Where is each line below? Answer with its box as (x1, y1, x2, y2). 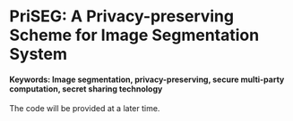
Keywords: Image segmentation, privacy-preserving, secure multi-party (9, 74, 285, 85)
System (9, 44, 68, 64)
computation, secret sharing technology (9, 83, 163, 94)
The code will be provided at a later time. (9, 103, 160, 114)
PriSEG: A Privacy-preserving (9, 6, 235, 27)
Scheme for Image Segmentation (9, 25, 260, 45)
